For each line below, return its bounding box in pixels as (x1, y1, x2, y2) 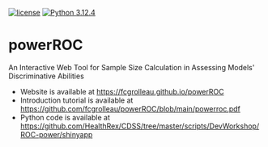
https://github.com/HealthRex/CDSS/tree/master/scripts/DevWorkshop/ (19, 121, 260, 131)
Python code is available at (19, 112, 111, 122)
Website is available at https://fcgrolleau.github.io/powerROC (19, 86, 224, 96)
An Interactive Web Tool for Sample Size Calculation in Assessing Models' (8, 62, 255, 72)
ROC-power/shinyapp (19, 129, 93, 139)
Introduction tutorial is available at (19, 95, 134, 105)
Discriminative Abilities (8, 71, 85, 81)
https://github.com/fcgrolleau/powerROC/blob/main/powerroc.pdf (19, 103, 241, 113)
